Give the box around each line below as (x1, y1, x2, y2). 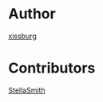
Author (8, 5, 56, 23)
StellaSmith (8, 85, 46, 95)
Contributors (8, 59, 96, 77)
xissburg (8, 31, 38, 41)
